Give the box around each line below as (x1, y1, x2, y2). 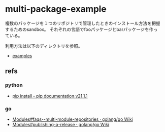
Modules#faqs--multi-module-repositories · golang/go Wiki (12, 116, 133, 122)
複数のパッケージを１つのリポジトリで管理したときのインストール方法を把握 (5, 20, 161, 26)
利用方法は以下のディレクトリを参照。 (5, 43, 83, 49)
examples (12, 53, 32, 58)
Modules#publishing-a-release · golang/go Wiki (12, 121, 109, 127)
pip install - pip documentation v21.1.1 (12, 93, 88, 99)
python (5, 82, 23, 89)
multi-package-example (5, 3, 107, 15)
